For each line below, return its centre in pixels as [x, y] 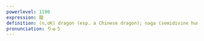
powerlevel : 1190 [28, 12]
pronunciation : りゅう [34, 29]
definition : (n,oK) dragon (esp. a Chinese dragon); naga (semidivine [97, 23]
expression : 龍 [25, 17]
